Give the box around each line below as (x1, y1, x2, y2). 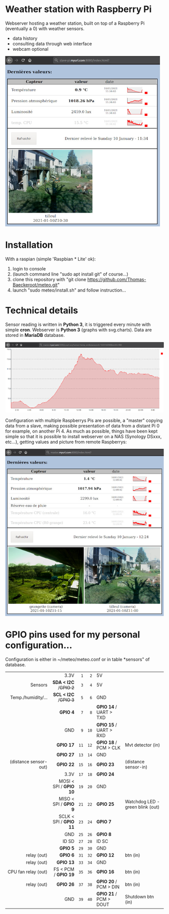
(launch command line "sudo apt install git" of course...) (12, 271, 129, 277)
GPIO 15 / (96, 722, 117, 728)
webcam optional (12, 46, 49, 52)
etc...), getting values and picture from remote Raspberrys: (5, 439, 127, 445)
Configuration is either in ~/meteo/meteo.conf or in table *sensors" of (5, 656, 150, 662)
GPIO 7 (96, 819, 112, 825)
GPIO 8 (96, 831, 112, 837)
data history (12, 35, 38, 41)
